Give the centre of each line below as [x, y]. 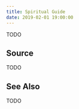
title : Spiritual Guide [36, 12]
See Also [23, 87]
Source [20, 53]
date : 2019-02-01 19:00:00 [40, 17]
